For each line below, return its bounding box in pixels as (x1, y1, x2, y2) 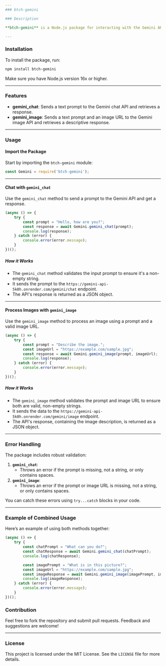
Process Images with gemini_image (5, 307, 77, 313)
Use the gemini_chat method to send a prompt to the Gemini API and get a (5, 196, 156, 202)
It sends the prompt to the (12, 280, 66, 287)
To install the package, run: (5, 57, 61, 63)
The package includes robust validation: (5, 452, 87, 458)
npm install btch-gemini (5, 66, 56, 72)
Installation (5, 45, 33, 52)
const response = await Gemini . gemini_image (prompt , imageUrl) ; (23, 352, 158, 356)
